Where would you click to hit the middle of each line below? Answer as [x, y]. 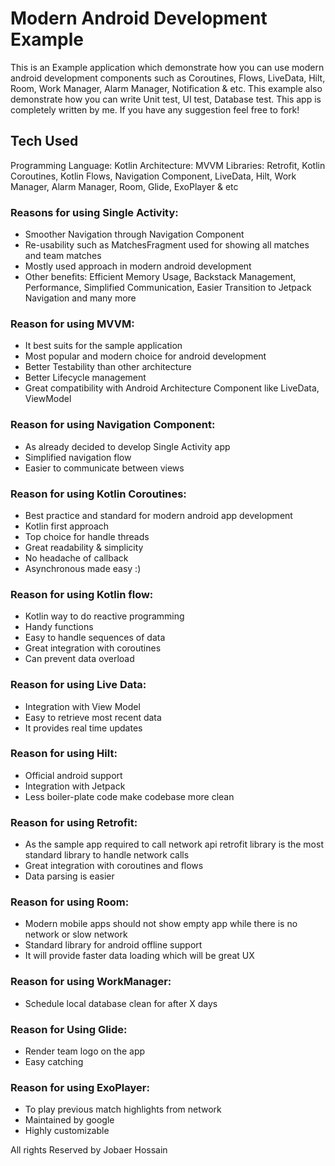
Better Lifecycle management [85, 378]
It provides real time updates [83, 728]
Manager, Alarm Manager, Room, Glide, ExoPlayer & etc [124, 186]
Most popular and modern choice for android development [145, 356]
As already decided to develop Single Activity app [127, 446]
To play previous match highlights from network [123, 1109]
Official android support [73, 775]
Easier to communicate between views [104, 468]
